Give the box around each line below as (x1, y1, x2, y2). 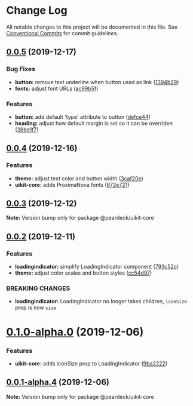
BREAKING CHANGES (6, 284, 71, 293)
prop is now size (14, 304, 57, 311)
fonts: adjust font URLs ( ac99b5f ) (14, 85, 99, 92)
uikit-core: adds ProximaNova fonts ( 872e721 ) (14, 181, 130, 188)
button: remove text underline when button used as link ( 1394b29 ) (14, 78, 179, 85)
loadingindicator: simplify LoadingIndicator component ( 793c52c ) (14, 263, 179, 270)
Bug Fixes (6, 65, 36, 73)
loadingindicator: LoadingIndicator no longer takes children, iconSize (14, 298, 187, 305)
